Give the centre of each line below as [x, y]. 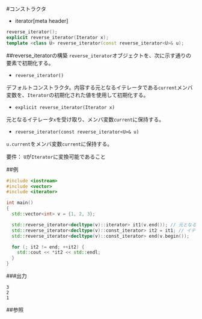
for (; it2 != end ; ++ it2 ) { [48, 247]
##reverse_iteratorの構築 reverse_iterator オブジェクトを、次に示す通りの [99, 55]
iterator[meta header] [41, 21]
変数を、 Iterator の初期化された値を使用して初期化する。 [78, 94]
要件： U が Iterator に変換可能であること [56, 156]
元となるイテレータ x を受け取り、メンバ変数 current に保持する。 [85, 119]
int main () [20, 203]
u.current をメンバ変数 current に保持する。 [60, 144]
